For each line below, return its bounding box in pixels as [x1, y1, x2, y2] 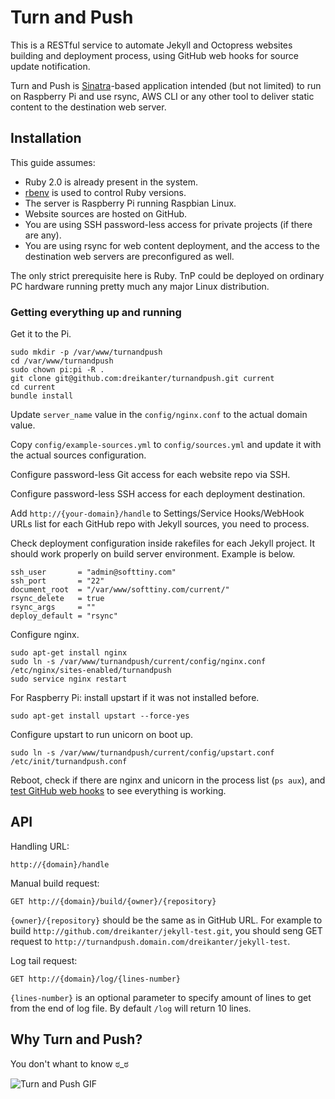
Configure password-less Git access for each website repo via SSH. [10, 469, 291, 481]
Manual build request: [10, 877, 100, 889]
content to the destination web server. [10, 101, 167, 113]
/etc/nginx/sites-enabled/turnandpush [10, 666, 172, 676]
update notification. [10, 60, 91, 72]
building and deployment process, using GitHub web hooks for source [10, 49, 299, 61]
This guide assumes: [10, 156, 96, 168]
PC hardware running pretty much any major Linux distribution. [10, 280, 270, 292]
